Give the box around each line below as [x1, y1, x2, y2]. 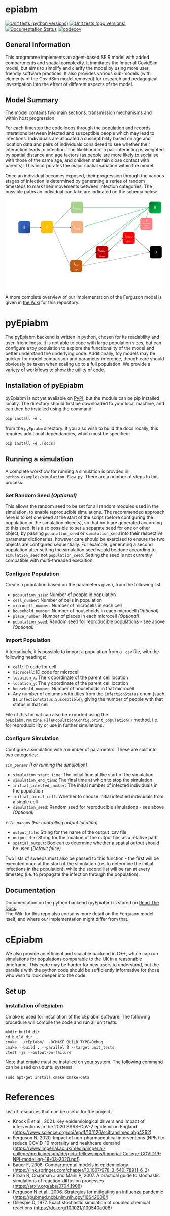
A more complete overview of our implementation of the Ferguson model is [5, 294, 162, 300]
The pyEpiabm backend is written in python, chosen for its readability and [5, 334, 160, 340]
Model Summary [5, 96, 59, 105]
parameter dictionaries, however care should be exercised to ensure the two [5, 535, 165, 542]
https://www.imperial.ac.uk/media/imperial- [14, 1145, 106, 1151]
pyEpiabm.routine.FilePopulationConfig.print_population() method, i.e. [5, 717, 159, 723]
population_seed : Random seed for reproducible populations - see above [12, 618, 165, 625]
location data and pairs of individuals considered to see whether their [5, 141, 151, 147]
